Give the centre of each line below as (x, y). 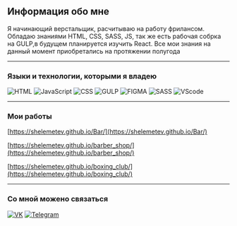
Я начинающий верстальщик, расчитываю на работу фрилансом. (106, 28)
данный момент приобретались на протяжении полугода (94, 51)
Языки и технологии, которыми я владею (82, 76)
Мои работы (30, 117)
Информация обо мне (58, 12)
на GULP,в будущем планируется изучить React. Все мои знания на (109, 43)
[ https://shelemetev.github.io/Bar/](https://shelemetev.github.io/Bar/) (108, 132)
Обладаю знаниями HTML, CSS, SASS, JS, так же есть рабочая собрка (114, 36)
